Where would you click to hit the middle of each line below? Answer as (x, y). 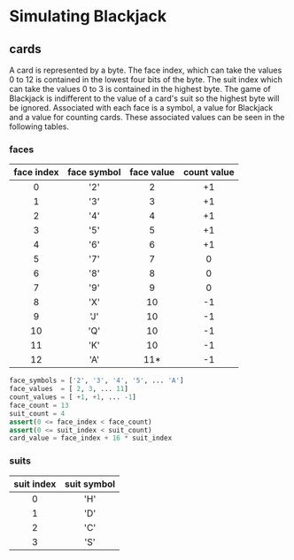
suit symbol (90, 484)
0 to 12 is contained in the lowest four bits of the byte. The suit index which (146, 80)
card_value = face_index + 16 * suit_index (91, 438)
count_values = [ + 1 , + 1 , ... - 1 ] (73, 397)
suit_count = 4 (37, 413)
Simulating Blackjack (88, 16)
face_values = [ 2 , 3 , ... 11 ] (69, 389)
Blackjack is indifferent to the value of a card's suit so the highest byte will (144, 98)
